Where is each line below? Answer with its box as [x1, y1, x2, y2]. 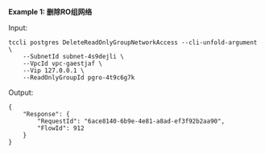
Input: [8, 23, 28, 32]
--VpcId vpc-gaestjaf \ [23, 59, 103, 67]
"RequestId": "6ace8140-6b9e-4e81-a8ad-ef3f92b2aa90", [37, 117, 226, 125]
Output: [8, 87, 34, 97]
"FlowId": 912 [37, 124, 85, 132]
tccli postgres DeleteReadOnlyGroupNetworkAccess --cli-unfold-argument [8, 38, 258, 47]
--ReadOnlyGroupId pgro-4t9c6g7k [23, 74, 135, 82]
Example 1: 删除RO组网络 [8, 7, 93, 16]
